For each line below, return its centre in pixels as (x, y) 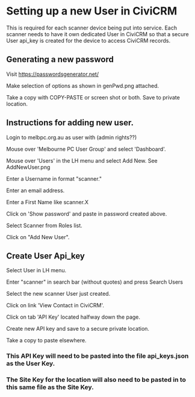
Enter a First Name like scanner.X (48, 202)
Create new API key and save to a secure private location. (78, 329)
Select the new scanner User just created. (58, 294)
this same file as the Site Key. (50, 387)
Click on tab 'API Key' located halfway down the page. (73, 317)
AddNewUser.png (28, 167)
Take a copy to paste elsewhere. (46, 340)
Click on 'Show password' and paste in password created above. (87, 214)
